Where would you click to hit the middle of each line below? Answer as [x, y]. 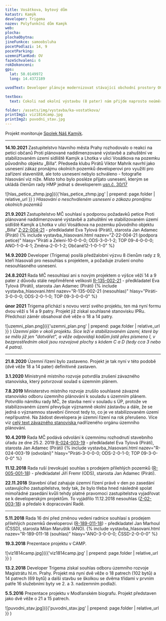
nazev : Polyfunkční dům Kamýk [36, 24]
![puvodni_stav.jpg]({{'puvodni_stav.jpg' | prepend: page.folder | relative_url [82, 608]
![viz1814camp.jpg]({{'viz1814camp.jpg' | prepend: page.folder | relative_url [82, 553]
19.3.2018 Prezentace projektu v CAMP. [46, 543]
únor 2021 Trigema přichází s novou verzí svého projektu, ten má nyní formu [83, 306]
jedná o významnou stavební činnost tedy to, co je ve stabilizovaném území [82, 412]
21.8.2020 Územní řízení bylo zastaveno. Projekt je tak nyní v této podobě [81, 361]
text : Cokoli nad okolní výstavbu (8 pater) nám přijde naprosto [78, 101]
